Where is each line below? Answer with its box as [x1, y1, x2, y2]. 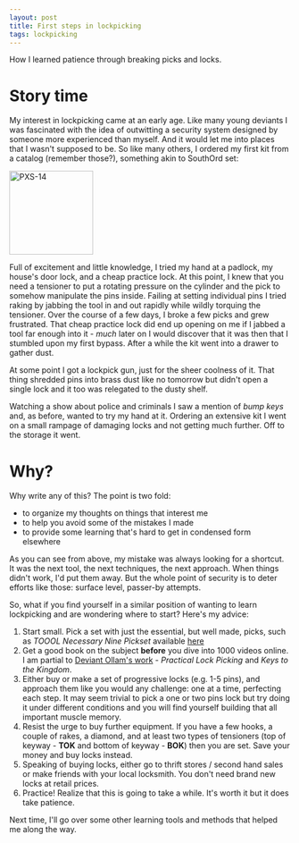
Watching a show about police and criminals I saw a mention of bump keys [9, 401, 284, 412]
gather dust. [9, 348, 54, 358]
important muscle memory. [21, 712, 122, 722]
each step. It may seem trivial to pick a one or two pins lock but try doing [21, 693, 290, 704]
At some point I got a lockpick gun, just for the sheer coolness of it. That [9, 365, 275, 375]
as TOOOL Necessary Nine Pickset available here [21, 636, 204, 646]
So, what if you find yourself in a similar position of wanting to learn [9, 600, 257, 611]
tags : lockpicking [9, 30, 78, 38]
